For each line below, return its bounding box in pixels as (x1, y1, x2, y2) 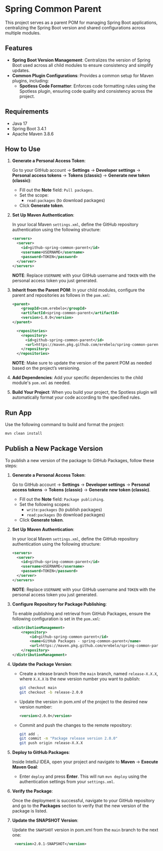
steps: (5, 463, 18, 468)
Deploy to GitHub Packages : (12, 750, 71, 755)
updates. (12, 67, 30, 73)
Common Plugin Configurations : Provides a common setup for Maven (12, 72, 154, 79)
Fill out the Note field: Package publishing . (19, 496, 105, 502)
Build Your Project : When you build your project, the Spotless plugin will (12, 389, 157, 395)
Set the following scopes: (19, 501, 71, 507)
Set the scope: (19, 192, 49, 198)
